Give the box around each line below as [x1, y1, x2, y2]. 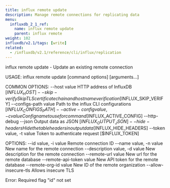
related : [5, 45, 24, 50]
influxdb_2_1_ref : [10, 21, 49, 27]
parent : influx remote [14, 31, 62, 36]
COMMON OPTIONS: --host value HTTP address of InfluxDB [5, 83, 132, 89]
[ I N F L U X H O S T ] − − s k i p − [5, 89, 57, 97]
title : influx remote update [5, 7, 67, 13]
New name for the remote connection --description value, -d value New [5, 145, 156, 151]
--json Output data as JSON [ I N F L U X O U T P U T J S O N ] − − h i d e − [20, 118, 150, 126]
